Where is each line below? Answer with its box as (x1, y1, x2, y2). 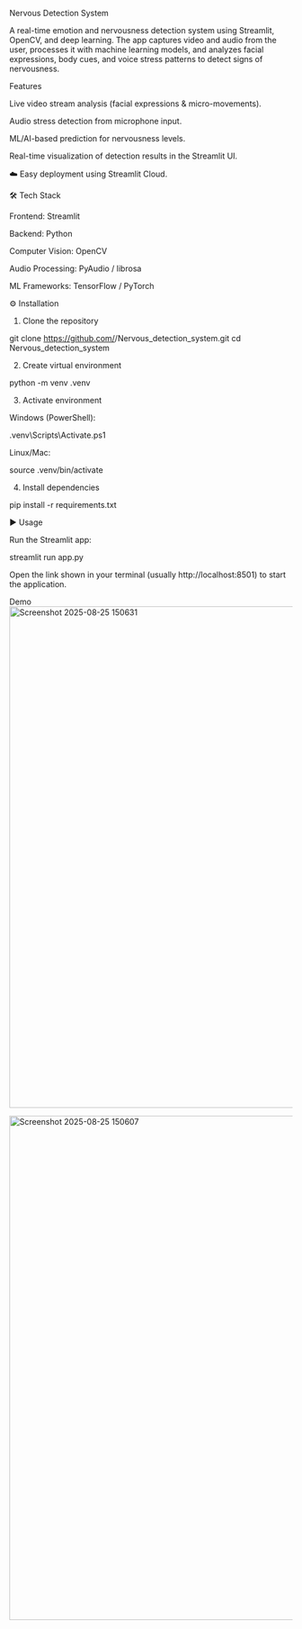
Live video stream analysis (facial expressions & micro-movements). (9, 98, 262, 109)
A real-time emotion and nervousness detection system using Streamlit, (9, 25, 275, 35)
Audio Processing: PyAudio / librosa (9, 263, 142, 274)
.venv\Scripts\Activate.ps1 (9, 430, 106, 440)
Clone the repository (22, 315, 99, 326)
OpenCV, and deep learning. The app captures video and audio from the (9, 35, 277, 45)
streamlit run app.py (9, 552, 84, 562)
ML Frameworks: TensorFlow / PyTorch (9, 281, 155, 291)
